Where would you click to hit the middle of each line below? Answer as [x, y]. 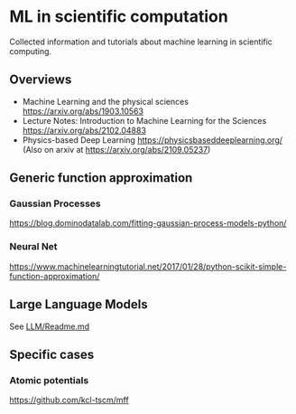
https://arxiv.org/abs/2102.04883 [84, 130]
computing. [31, 51]
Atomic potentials [49, 380]
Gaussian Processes [55, 203]
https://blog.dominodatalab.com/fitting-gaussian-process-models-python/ [148, 223]
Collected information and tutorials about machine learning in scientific [141, 42]
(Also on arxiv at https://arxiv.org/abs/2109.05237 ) [116, 149]
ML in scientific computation [119, 17]
